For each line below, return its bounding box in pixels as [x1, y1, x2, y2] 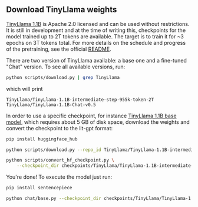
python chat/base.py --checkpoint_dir [6, 196, 101, 202]
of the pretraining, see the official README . [6, 45, 111, 52]
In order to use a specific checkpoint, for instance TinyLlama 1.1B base [6, 112, 177, 119]
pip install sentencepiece [6, 185, 72, 191]
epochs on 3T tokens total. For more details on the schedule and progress [6, 39, 186, 46]
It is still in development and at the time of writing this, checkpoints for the [6, 27, 186, 34]
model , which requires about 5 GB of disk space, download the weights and [6, 118, 190, 126]
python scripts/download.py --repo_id [6, 147, 101, 153]
